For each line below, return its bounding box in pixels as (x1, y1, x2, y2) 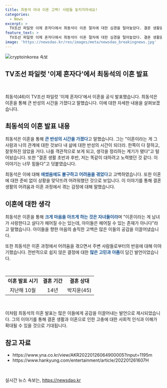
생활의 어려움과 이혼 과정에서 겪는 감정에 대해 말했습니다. (5, 184, 115, 190)
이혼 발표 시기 (7, 278, 38, 285)
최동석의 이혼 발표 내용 (5, 122, 71, 130)
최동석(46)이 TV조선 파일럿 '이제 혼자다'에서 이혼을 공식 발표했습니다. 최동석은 (5, 93, 158, 99)
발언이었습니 (134, 249, 159, 255)
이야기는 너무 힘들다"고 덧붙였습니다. (5, 161, 77, 167)
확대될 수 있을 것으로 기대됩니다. (5, 322, 68, 328)
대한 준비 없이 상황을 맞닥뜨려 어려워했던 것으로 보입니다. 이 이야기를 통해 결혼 (10, 177, 162, 184)
